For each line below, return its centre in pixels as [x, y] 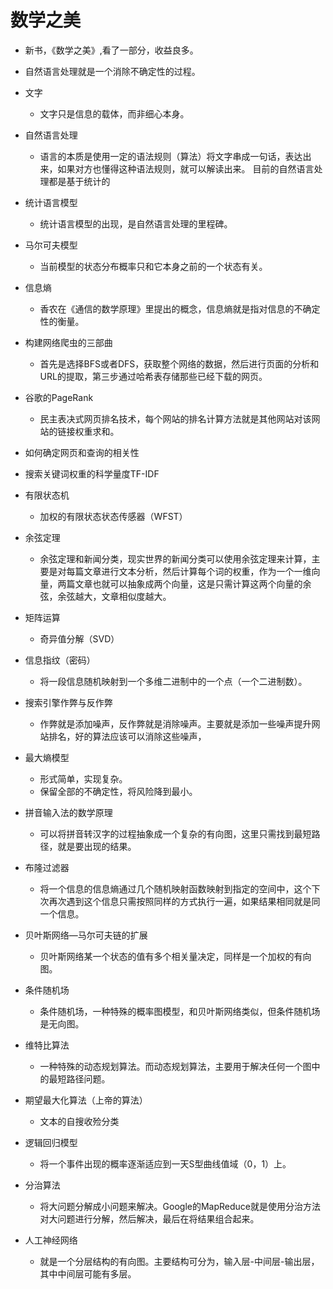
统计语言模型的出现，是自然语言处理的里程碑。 [136, 223]
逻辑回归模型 [51, 1142]
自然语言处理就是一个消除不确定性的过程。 [112, 71]
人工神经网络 [51, 1240]
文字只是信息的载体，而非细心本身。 [114, 113]
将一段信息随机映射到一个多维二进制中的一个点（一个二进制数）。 [173, 681]
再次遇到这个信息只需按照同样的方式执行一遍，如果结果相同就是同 [184, 901]
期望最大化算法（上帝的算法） [86, 1100]
